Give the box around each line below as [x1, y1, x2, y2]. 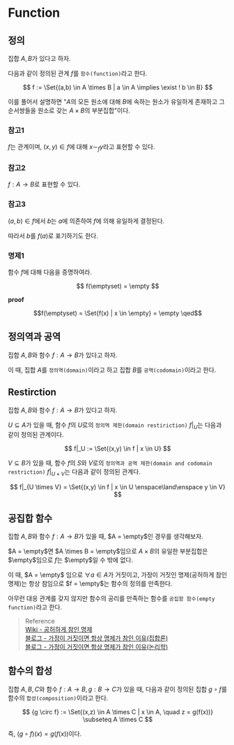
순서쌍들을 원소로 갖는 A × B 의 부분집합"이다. [8, 106, 131, 115]
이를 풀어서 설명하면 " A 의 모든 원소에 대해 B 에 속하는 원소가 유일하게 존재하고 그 [8, 98, 225, 106]
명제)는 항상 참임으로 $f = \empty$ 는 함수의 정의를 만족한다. [8, 579, 173, 588]
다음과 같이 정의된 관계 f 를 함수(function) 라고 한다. [8, 69, 148, 78]
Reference [24, 617, 55, 625]
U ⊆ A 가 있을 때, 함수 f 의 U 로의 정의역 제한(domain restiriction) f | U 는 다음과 [8, 421, 222, 431]
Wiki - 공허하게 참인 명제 [24, 625, 93, 634]
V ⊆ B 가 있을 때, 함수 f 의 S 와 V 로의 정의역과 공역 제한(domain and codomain [8, 459, 213, 468]
